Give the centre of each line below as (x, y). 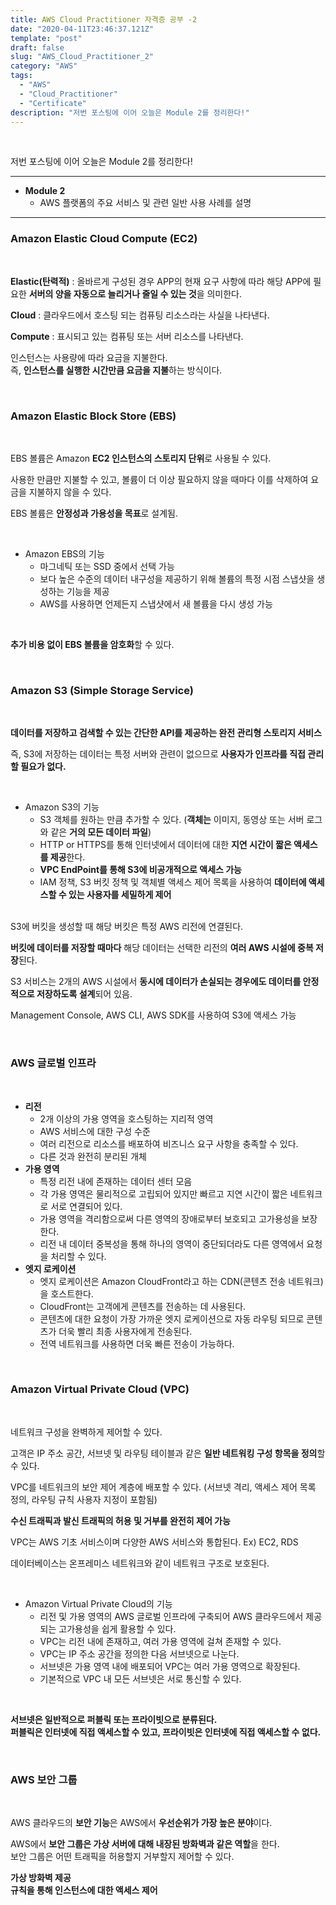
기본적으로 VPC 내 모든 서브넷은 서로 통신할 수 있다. (140, 1678)
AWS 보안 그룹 (44, 1779)
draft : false (37, 47)
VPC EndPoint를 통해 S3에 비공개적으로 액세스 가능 (140, 870)
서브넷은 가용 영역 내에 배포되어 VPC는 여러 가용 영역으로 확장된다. (170, 1666)
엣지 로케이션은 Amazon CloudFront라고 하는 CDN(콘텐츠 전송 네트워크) (181, 1281)
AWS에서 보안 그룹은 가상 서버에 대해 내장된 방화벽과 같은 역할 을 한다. (145, 1844)
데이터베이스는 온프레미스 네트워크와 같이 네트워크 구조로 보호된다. (140, 1563)
